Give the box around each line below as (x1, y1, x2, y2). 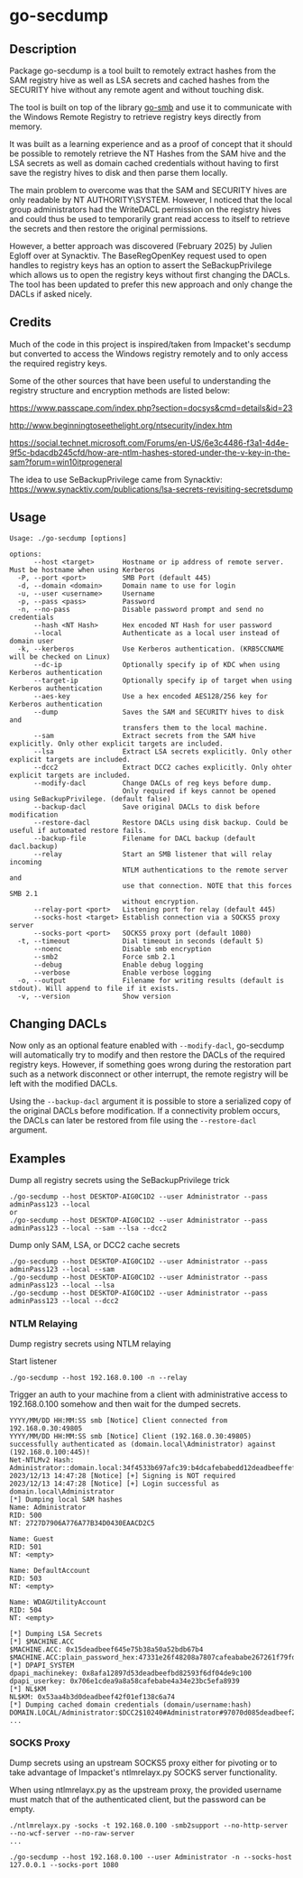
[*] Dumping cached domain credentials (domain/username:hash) (9, 1700, 252, 1709)
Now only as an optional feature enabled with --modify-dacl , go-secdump (9, 1040, 285, 1051)
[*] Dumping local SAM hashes (9, 1494, 124, 1503)
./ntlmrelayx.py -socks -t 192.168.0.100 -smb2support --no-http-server (9, 1820, 289, 1830)
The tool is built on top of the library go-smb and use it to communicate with (9, 102, 293, 113)
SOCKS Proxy (9, 1736, 70, 1749)
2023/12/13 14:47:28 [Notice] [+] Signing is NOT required (9, 1471, 236, 1480)
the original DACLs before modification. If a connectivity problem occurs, (9, 1106, 281, 1116)
